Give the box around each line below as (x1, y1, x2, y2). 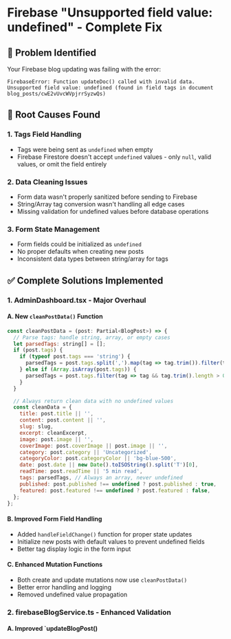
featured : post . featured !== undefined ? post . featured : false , (19, 487, 211, 494)
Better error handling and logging (16, 583, 112, 591)
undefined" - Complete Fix (7, 19, 163, 35)
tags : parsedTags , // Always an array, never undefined (19, 475, 184, 481)
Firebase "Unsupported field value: (7, 5, 213, 21)
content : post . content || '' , (19, 417, 107, 424)
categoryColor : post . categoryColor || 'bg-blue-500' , (19, 455, 177, 462)
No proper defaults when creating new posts (16, 248, 144, 256)
